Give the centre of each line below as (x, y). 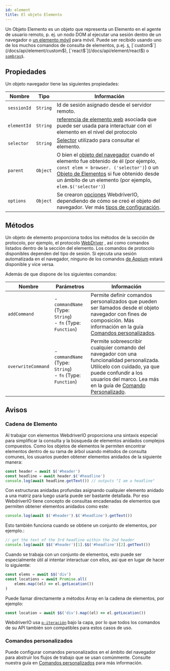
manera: (14, 462)
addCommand (21, 314)
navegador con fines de (119, 314)
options (17, 201)
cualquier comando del (118, 348)
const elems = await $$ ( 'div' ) (38, 574)
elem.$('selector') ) (81, 187)
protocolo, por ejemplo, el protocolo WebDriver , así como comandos (77, 243)
